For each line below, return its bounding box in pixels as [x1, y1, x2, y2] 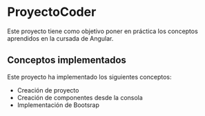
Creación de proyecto [17, 86, 79, 94]
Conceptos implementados [7, 55, 126, 66]
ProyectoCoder [7, 4, 97, 20]
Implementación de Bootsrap [17, 101, 100, 109]
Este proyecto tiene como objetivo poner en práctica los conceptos [7, 27, 198, 35]
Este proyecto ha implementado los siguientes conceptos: [7, 72, 172, 81]
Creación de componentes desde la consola [17, 93, 143, 101]
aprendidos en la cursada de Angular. [7, 34, 114, 42]
